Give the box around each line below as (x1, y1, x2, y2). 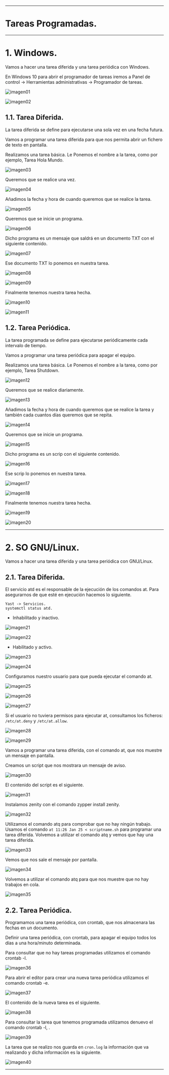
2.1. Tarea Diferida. (5, 573, 65, 581)
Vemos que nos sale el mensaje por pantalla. (5, 856, 98, 863)
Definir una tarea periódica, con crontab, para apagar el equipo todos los (5, 935, 156, 941)
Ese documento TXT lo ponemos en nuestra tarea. (5, 260, 110, 266)
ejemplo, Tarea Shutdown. (5, 367, 59, 373)
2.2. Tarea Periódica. (5, 906, 72, 915)
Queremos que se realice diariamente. (5, 387, 84, 393)
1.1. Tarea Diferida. (5, 113, 64, 122)
